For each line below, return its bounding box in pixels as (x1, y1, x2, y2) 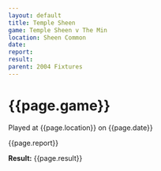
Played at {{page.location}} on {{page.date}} (8, 123, 153, 132)
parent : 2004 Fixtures (8, 63, 83, 71)
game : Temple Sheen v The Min (8, 26, 108, 34)
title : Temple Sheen (8, 19, 77, 27)
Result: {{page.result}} (8, 153, 83, 162)
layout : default (8, 11, 62, 20)
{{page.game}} (8, 96, 110, 114)
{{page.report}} (8, 138, 59, 147)
